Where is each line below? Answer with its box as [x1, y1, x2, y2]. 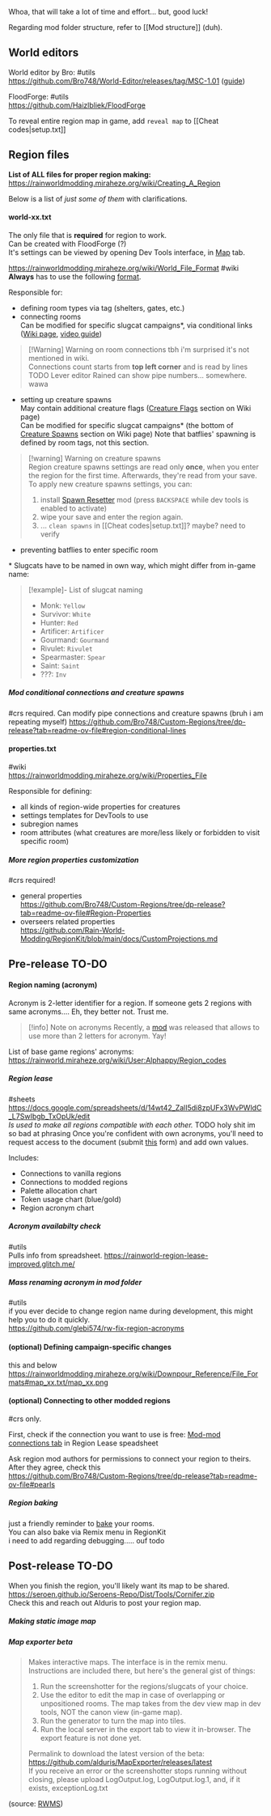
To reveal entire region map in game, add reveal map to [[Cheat [8, 116, 219, 125]
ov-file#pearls [8, 1479, 55, 1489]
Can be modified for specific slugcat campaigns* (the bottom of [19, 420, 234, 430]
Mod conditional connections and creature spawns [8, 688, 184, 698]
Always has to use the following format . [8, 271, 142, 282]
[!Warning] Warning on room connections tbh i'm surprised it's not [28, 344, 249, 354]
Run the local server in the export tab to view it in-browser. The [40, 1725, 252, 1734]
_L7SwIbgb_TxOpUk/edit [8, 1111, 91, 1121]
